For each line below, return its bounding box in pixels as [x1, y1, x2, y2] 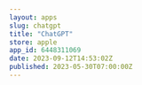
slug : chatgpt [9, 21, 62, 30]
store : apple [9, 37, 58, 47]
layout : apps [9, 12, 58, 22]
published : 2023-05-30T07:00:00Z [9, 63, 133, 72]
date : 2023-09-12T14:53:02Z [9, 54, 114, 63]
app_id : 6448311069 [9, 46, 82, 55]
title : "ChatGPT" [9, 29, 74, 38]
